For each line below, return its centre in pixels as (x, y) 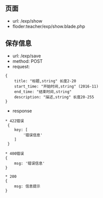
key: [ (21, 130)
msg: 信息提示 (27, 186)
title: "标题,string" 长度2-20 (45, 81)
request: (21, 66)
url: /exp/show (27, 21)
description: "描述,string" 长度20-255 (54, 97)
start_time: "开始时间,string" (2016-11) (56, 86)
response (22, 111)
